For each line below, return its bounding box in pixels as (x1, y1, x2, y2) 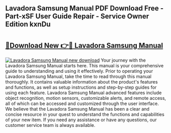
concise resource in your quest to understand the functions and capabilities (5, 112, 165, 117)
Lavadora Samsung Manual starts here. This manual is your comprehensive (5, 63, 164, 68)
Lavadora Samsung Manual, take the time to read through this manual (5, 73, 152, 79)
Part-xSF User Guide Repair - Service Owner (5, 12, 149, 21)
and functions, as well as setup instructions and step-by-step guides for (5, 84, 157, 90)
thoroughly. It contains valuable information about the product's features (5, 79, 158, 85)
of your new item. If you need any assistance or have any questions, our (5, 117, 157, 123)
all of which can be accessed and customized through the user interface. (5, 100, 159, 107)
